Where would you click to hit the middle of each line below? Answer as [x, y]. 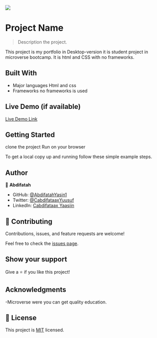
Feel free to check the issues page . [42, 243]
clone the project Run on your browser [45, 147]
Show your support [36, 259]
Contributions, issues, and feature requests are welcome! [65, 234]
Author [16, 173]
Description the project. [42, 42]
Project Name [34, 28]
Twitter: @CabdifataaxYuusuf [43, 200]
